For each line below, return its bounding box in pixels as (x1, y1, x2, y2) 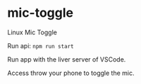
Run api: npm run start (7, 41, 74, 50)
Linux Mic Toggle (7, 28, 58, 36)
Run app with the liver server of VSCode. (7, 55, 126, 64)
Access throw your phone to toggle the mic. (7, 69, 135, 77)
